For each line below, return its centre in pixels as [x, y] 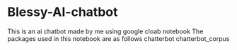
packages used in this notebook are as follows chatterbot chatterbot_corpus [118, 38]
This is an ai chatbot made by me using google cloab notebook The [105, 31]
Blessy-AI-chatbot [63, 12]
